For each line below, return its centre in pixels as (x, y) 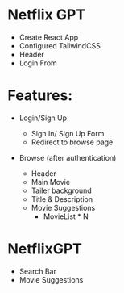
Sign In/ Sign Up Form (68, 133)
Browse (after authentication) (68, 157)
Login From (38, 63)
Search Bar (38, 271)
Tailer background (61, 190)
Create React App (49, 37)
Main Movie (50, 182)
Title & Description (62, 199)
